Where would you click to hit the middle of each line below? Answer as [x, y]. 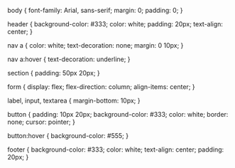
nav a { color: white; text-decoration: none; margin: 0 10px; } [95, 45]
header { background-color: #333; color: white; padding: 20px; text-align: [115, 24]
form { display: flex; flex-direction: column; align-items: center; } [101, 87]
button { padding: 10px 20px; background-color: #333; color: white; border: [118, 114]
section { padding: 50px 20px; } [54, 73]
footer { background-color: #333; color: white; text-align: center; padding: [116, 149]
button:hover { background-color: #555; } [68, 136]
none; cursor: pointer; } [42, 122]
